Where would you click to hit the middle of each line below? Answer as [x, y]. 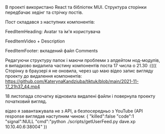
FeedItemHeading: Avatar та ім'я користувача [53, 31]
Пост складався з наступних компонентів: [50, 22]
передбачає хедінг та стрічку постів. [44, 12]
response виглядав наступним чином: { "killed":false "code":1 [70, 116]
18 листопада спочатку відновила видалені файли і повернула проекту [80, 96]
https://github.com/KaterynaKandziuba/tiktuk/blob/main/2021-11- [72, 81]
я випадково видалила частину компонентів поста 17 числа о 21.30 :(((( [81, 66]
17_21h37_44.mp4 [23, 87]
